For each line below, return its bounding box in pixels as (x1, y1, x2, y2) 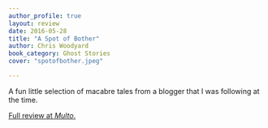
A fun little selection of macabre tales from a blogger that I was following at (8, 86, 260, 96)
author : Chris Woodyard (8, 42, 89, 50)
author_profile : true (8, 11, 82, 20)
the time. (8, 95, 38, 105)
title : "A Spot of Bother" (8, 34, 100, 43)
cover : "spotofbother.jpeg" (8, 58, 104, 66)
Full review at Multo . (8, 110, 76, 120)
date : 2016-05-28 (8, 27, 67, 35)
